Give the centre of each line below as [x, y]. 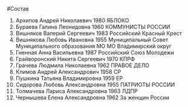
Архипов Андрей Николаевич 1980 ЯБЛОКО [72, 20]
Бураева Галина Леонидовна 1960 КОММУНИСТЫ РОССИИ [93, 27]
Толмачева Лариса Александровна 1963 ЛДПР [76, 91]
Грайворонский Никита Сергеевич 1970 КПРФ [75, 59]
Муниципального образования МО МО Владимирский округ [93, 46]
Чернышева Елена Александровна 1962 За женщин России [92, 97]
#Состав [18, 9]
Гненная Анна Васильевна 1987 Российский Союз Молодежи [95, 53]
